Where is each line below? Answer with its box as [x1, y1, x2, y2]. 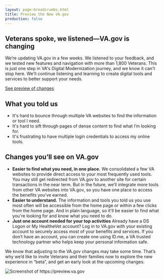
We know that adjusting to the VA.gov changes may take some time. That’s [5, 248, 156, 254]
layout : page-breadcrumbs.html [5, 7, 69, 12]
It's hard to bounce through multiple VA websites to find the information [12, 113, 157, 118]
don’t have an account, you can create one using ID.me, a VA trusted [12, 233, 151, 239]
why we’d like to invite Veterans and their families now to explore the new [5, 254, 153, 259]
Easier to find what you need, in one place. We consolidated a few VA [12, 166, 155, 172]
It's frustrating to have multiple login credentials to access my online [12, 133, 150, 139]
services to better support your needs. [5, 76, 83, 82]
